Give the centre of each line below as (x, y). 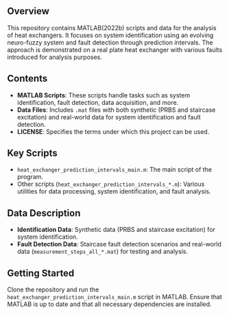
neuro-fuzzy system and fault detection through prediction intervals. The (110, 42)
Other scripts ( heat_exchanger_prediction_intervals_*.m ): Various (111, 184)
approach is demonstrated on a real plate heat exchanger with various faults (115, 49)
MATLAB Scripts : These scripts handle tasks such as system (104, 95)
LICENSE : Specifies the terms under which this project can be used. (113, 131)
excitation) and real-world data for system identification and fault (109, 117)
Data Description (44, 213)
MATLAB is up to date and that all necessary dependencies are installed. (109, 304)
